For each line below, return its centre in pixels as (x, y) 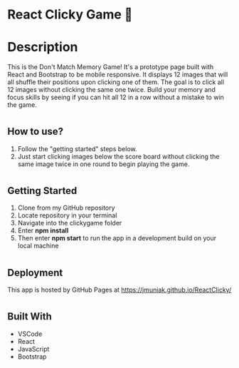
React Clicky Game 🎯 (70, 15)
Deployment (35, 273)
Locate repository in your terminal (67, 215)
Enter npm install (43, 230)
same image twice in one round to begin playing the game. (103, 164)
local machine (38, 246)
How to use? (36, 132)
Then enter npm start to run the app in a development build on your (117, 238)
